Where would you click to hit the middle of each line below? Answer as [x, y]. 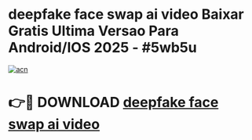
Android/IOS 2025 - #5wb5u [103, 48]
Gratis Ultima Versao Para [93, 31]
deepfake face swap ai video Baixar [126, 14]
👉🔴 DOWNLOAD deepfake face [113, 102]
